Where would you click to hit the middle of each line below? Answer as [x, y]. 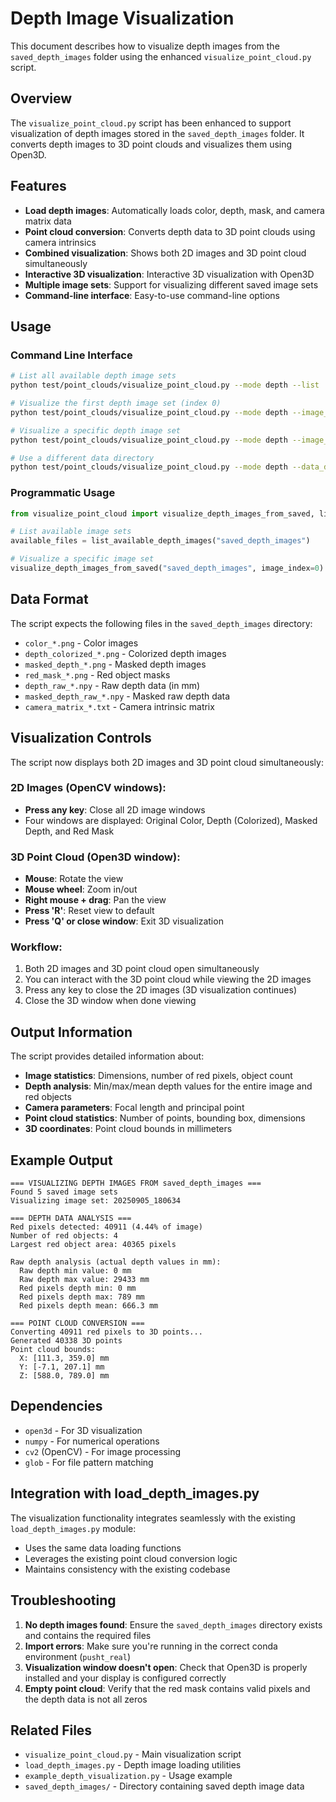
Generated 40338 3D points [66, 1341]
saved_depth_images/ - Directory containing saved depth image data [164, 1786]
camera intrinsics [60, 242]
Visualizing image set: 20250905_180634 [96, 1201]
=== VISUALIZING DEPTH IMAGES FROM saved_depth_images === [136, 1183]
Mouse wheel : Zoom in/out [81, 889]
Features [38, 186]
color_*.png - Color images [81, 643]
